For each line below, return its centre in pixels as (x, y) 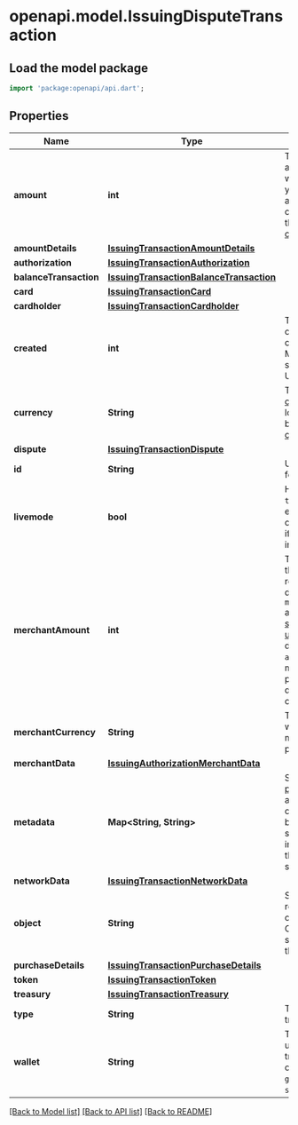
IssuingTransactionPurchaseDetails (184, 965)
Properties (39, 116)
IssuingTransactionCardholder (173, 305)
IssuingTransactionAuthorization (179, 262)
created (30, 348)
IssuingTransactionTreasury (168, 994)
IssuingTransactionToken (162, 979)
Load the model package (79, 68)
